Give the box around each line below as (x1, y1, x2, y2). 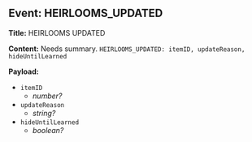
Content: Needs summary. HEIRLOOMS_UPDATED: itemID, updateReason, (8, 44, 245, 54)
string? (32, 108, 56, 118)
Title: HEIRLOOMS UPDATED (8, 28, 106, 37)
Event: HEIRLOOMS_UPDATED (8, 6, 163, 20)
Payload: (8, 67, 39, 76)
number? (32, 91, 63, 101)
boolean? (32, 125, 64, 135)
